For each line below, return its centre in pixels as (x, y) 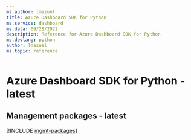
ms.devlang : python (31, 40)
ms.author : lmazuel (31, 12)
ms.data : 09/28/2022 (32, 29)
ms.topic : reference (32, 51)
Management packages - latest (66, 116)
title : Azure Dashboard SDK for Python (57, 17)
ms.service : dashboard (35, 23)
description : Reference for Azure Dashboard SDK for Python (84, 34)
